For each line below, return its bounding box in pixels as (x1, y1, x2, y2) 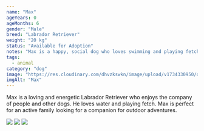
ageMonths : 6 (6, 20, 39, 26)
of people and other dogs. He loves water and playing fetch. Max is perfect (6, 100, 194, 107)
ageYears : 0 (6, 15, 36, 21)
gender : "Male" (6, 26, 45, 32)
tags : (6, 54, 20, 60)
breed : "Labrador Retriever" (6, 32, 80, 38)
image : (6, 71, 23, 77)
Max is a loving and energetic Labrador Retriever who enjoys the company (6, 94, 192, 101)
